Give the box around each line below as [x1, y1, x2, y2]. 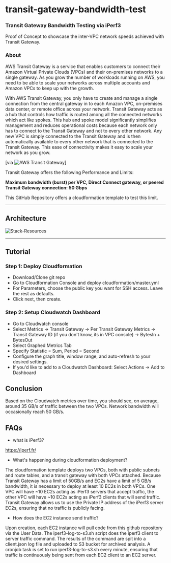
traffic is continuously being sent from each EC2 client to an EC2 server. [5, 552, 157, 558]
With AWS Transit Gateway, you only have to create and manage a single [5, 95, 158, 101]
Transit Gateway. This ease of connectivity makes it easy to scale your [5, 144, 153, 150]
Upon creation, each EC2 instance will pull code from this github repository [5, 525, 163, 531]
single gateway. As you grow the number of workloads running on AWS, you [5, 74, 165, 80]
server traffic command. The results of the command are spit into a [5, 536, 146, 542]
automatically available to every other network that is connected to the [5, 138, 153, 144]
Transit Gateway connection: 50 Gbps [5, 184, 88, 190]
